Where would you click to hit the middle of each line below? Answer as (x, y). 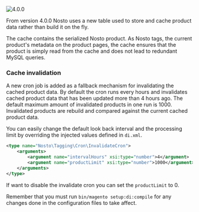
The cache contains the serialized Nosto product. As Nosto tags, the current (99, 38)
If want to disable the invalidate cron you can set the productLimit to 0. (93, 185)
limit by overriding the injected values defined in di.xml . (74, 135)
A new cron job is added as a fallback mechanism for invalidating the (90, 86)
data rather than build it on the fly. (47, 27)
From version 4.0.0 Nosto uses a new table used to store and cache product (99, 20)
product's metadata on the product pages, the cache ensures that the (91, 45)
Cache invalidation (33, 72)
